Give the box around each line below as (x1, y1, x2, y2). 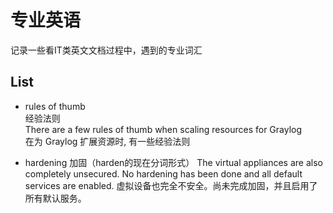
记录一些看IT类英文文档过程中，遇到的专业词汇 (10, 44, 203, 56)
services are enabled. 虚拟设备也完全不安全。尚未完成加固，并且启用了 (24, 179, 318, 191)
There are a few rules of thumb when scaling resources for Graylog (24, 123, 303, 135)
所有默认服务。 (24, 192, 87, 204)
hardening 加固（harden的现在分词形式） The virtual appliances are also (24, 156, 323, 168)
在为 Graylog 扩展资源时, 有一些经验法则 (24, 135, 191, 147)
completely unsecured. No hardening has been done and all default (24, 167, 303, 180)
